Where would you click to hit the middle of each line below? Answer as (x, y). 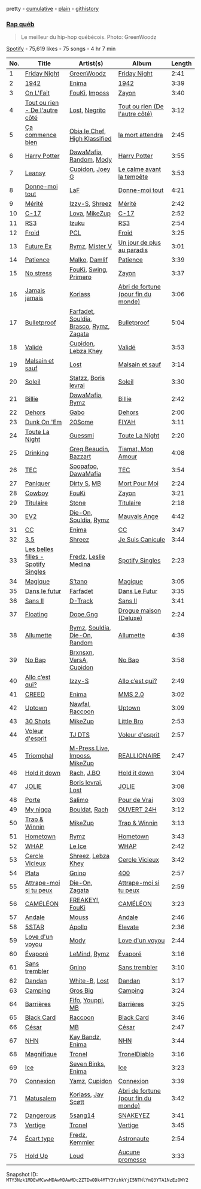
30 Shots (38, 722)
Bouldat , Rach (89, 810)
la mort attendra (141, 135)
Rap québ (20, 24)
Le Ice (78, 846)
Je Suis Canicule (142, 540)
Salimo (79, 800)
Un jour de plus (140, 243)
